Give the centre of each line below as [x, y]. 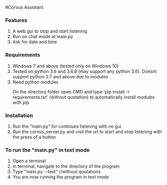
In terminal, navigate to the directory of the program [66, 166]
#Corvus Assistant [24, 7]
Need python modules [35, 82]
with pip [21, 102]
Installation [19, 115]
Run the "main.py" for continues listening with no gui [67, 126]
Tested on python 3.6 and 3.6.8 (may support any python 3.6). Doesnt [85, 71]
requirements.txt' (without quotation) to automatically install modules [83, 97]
